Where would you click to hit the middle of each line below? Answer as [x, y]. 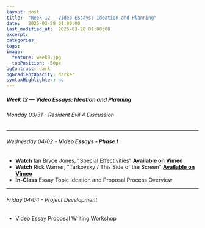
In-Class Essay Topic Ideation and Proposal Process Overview [94, 180]
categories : [21, 40]
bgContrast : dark [28, 69]
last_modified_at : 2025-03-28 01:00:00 [59, 29]
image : [15, 52]
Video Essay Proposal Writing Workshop [66, 219]
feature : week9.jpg [37, 57]
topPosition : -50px [37, 63]
